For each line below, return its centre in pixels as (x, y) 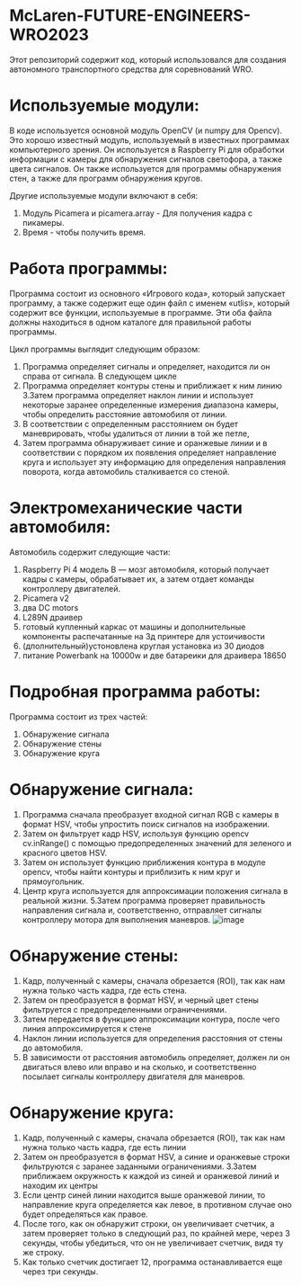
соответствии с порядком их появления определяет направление (149, 452)
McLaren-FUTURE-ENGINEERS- (130, 16)
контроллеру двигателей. (71, 588)
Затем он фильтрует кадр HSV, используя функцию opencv (136, 834)
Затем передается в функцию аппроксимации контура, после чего (151, 1019)
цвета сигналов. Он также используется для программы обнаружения (145, 168)
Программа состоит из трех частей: (79, 717)
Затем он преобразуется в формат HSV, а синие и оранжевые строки (156, 1157)
